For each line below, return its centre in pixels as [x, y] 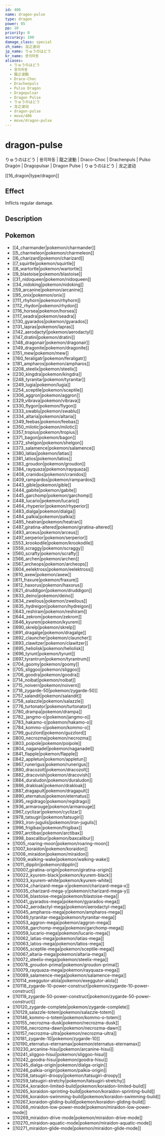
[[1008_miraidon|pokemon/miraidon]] [51, 854]
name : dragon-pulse [25, 14]
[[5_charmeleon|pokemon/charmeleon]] [53, 253]
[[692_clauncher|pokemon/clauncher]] [52, 638]
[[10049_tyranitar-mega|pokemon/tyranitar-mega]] [64, 917]
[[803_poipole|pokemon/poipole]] [47, 743]
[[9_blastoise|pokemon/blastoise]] [47, 274]
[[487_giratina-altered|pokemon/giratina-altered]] [63, 527]
